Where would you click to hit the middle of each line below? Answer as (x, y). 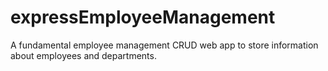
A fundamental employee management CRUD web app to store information (164, 45)
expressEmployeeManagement (143, 17)
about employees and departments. (83, 55)
